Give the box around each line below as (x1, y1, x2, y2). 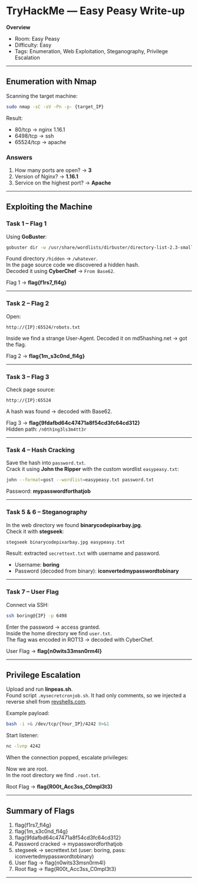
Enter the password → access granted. (6, 623, 101, 630)
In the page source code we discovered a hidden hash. (6, 261, 140, 268)
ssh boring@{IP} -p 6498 (6, 613, 67, 619)
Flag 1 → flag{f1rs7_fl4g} (6, 279, 67, 286)
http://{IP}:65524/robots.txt (6, 324, 81, 330)
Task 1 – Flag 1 (6, 220, 47, 228)
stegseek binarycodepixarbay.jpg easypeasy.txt (6, 539, 126, 545)
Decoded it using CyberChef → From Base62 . (6, 268, 115, 275)
